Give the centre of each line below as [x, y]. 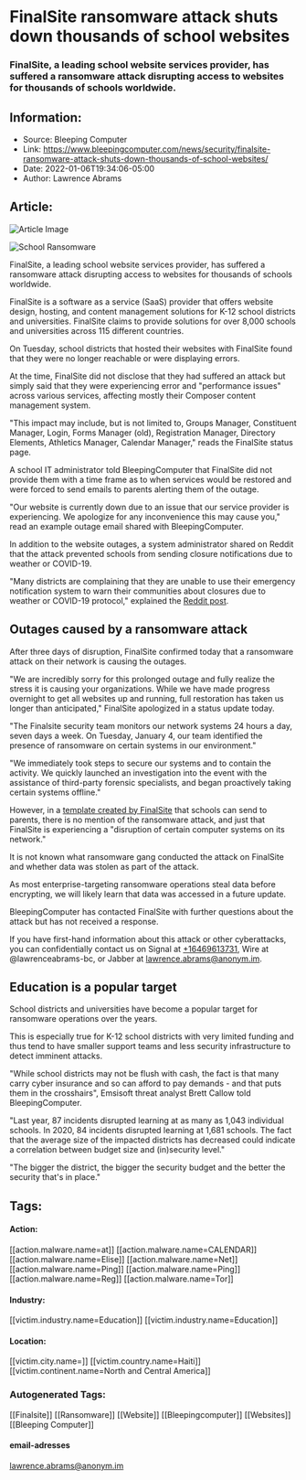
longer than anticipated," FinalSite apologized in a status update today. [142, 708]
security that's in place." [55, 1177]
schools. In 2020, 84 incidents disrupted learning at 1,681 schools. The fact [151, 1131]
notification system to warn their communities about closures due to [138, 591]
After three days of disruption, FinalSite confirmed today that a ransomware [152, 651]
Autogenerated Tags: [58, 1395]
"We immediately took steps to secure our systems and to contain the [140, 763]
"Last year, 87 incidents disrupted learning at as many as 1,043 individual [147, 1121]
